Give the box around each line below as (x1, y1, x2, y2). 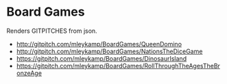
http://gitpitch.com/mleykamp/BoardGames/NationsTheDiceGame (16, 47, 203, 55)
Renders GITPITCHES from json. (6, 27, 97, 35)
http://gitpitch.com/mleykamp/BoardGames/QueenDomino (16, 40, 182, 48)
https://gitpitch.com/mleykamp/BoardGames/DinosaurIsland (16, 54, 187, 62)
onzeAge (16, 69, 43, 77)
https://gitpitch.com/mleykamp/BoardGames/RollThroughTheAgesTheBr (16, 61, 221, 70)
